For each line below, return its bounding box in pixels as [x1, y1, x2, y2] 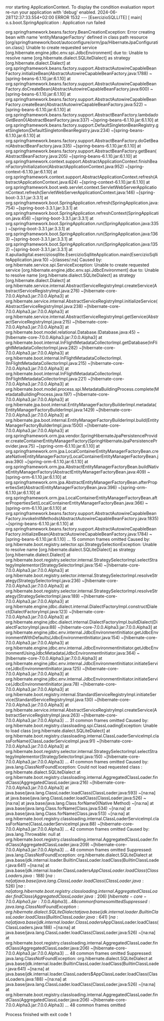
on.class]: [5, 45, 25, 50]
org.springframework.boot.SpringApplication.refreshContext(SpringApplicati [5, 210, 159, 216]
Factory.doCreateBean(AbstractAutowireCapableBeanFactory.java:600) [5, 86, 149, 92]
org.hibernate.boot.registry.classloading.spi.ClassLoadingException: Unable [5, 723, 158, 728]
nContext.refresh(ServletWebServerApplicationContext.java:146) [5, 189, 135, 195]
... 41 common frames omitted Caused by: [65, 759, 149, 764]
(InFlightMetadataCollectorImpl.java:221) [5, 376, 87, 381]
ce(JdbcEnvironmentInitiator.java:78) [5, 681, 79, 687]
